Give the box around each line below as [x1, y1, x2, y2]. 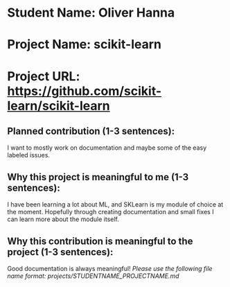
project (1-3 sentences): [7, 246, 114, 258]
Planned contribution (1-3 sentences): [7, 125, 175, 137]
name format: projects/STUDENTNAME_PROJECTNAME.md [7, 272, 179, 280]
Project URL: [7, 68, 80, 84]
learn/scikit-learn [7, 98, 111, 114]
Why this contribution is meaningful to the [7, 235, 193, 247]
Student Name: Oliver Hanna [7, 5, 175, 21]
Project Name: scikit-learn [7, 37, 161, 53]
